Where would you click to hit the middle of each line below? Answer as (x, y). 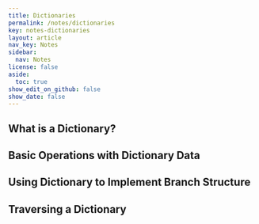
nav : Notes (33, 60)
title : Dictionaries (42, 15)
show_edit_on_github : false (55, 89)
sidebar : (23, 52)
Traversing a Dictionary (67, 209)
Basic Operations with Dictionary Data (104, 156)
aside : (19, 74)
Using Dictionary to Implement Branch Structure (129, 182)
